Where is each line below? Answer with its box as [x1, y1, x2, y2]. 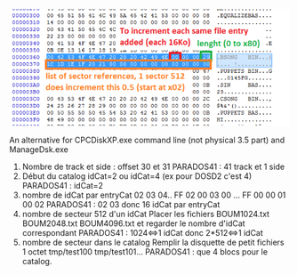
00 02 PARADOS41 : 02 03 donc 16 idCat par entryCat [21, 198, 221, 209]
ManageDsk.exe [9, 143, 68, 155]
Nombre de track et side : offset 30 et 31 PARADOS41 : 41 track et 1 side [21, 161, 285, 172]
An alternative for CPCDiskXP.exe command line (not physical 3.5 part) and [9, 134, 285, 145]
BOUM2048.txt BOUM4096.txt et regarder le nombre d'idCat [21, 218, 246, 229]
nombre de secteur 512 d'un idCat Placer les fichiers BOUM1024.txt [21, 208, 269, 219]
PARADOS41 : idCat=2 [21, 180, 104, 190]
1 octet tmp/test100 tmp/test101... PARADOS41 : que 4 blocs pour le [21, 246, 269, 257]
